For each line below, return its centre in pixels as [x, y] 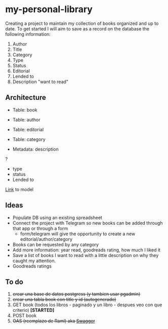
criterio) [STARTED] [33, 310]
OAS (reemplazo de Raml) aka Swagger [54, 321]
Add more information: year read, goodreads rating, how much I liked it [87, 250]
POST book [25, 316]
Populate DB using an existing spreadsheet [57, 217]
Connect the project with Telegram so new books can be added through [88, 223]
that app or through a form [40, 228]
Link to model [19, 189]
